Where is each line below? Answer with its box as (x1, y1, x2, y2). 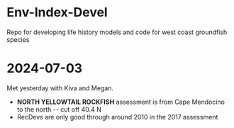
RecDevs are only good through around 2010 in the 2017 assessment (16, 112, 218, 121)
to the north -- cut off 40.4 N (16, 105, 102, 114)
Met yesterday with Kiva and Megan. (6, 83, 114, 92)
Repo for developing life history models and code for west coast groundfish (6, 28, 228, 36)
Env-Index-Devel (6, 4, 108, 21)
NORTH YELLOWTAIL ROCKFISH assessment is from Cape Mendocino (16, 97, 225, 106)
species (6, 35, 30, 43)
